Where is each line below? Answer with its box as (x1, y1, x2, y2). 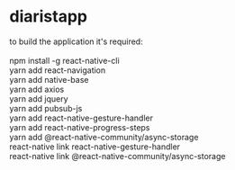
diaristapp (9, 6, 88, 27)
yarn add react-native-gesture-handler (9, 112, 153, 123)
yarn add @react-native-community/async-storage (9, 131, 199, 142)
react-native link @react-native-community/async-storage (9, 150, 226, 161)
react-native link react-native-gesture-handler (9, 141, 181, 152)
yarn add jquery (9, 93, 69, 104)
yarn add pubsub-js (9, 103, 83, 113)
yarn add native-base (9, 74, 89, 85)
